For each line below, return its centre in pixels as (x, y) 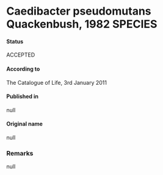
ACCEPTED (21, 55)
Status (15, 41)
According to (23, 69)
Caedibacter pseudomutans (79, 11)
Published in (22, 96)
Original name (24, 124)
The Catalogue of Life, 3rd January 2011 (56, 82)
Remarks (20, 153)
